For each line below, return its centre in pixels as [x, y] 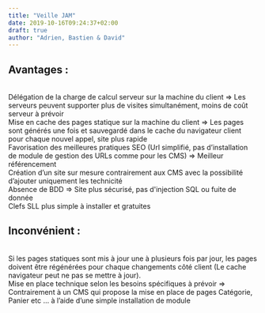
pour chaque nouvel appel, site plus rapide [78, 139]
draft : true [28, 30]
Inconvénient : [44, 231]
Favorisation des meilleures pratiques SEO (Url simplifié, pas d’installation [128, 148]
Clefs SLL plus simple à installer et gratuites [79, 206]
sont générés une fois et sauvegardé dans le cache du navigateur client [125, 130]
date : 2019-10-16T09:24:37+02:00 [63, 23]
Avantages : [38, 69]
